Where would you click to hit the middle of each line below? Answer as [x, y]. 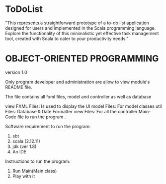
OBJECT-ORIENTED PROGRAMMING [82, 59]
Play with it [24, 176]
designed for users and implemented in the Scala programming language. [81, 28]
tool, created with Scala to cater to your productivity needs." [67, 39]
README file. [19, 87]
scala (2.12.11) [26, 141]
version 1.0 [16, 72]
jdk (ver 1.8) [24, 146]
